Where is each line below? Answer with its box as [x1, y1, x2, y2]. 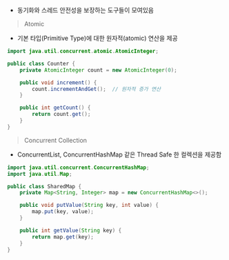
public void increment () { [19, 79, 97, 86]
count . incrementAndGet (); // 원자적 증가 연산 [32, 86, 161, 92]
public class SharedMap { [7, 183, 81, 190]
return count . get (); [32, 111, 91, 118]
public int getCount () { [19, 104, 91, 112]
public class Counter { [7, 60, 76, 67]
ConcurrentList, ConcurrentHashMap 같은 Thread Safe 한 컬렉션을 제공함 [17, 150, 222, 159]
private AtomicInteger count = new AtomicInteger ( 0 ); [19, 66, 177, 74]
